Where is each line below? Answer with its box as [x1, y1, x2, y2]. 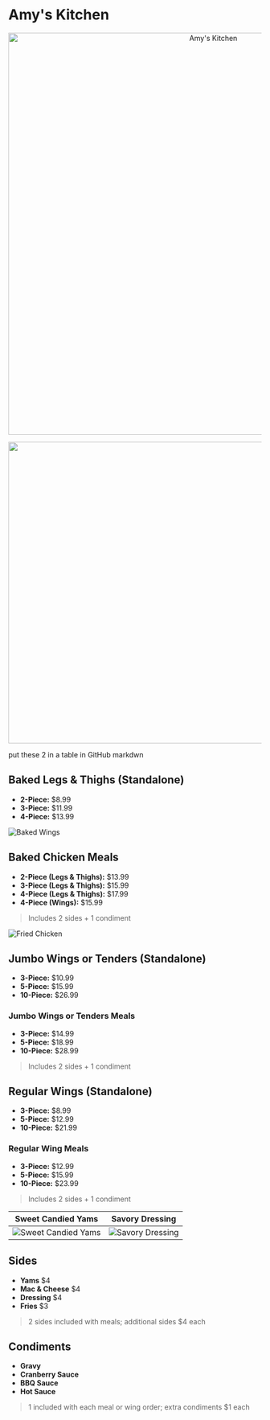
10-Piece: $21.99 [19, 1123, 78, 1133]
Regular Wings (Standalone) [8, 1085, 153, 1098]
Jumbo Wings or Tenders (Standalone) [8, 951, 207, 966]
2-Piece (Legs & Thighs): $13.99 [19, 872, 129, 881]
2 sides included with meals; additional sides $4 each [27, 1316, 207, 1326]
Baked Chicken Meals [8, 851, 119, 864]
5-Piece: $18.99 [19, 1037, 74, 1047]
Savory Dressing [111, 1213, 177, 1224]
